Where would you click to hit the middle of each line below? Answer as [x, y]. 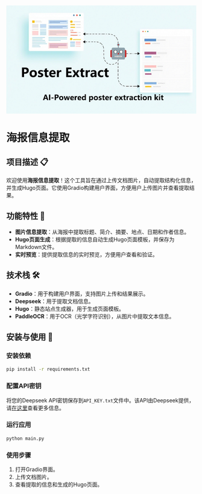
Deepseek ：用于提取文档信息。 [55, 301]
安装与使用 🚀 [30, 337]
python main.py [25, 439]
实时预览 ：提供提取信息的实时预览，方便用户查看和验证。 [86, 254]
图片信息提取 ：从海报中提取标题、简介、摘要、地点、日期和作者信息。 [102, 232]
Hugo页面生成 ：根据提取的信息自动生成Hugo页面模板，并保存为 [95, 239]
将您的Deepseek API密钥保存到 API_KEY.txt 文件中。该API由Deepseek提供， [100, 400]
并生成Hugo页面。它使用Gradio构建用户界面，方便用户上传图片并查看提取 [98, 188]
